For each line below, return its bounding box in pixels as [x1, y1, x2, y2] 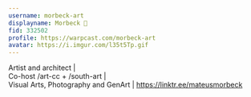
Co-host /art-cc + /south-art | [8, 72, 107, 81]
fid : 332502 [8, 26, 48, 34]
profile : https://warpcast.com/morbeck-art [8, 33, 156, 42]
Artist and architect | [8, 63, 76, 72]
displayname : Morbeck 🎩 [8, 19, 88, 27]
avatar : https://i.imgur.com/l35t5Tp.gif [8, 41, 149, 49]
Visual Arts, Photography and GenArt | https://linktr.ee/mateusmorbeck [8, 80, 243, 90]
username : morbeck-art [8, 11, 84, 20]
